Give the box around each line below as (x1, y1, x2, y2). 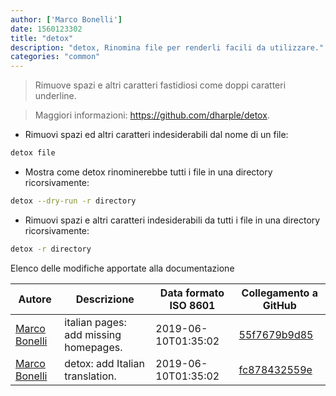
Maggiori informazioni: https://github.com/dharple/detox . (34, 109, 270, 121)
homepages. (64, 340, 123, 354)
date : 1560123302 (10, 24, 83, 34)
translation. (64, 369, 117, 383)
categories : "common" (10, 52, 101, 62)
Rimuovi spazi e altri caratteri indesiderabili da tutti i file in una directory (24, 214, 321, 226)
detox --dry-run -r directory (10, 196, 137, 206)
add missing (64, 327, 122, 341)
